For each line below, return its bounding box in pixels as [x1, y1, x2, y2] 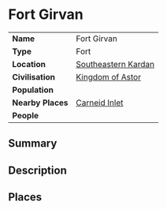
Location [12, 58, 46, 69]
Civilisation [12, 71, 55, 82]
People [12, 110, 39, 121]
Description [8, 163, 67, 177]
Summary [8, 136, 58, 151]
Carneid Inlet [76, 97, 124, 108]
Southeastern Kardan [76, 58, 155, 69]
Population [12, 84, 54, 95]
